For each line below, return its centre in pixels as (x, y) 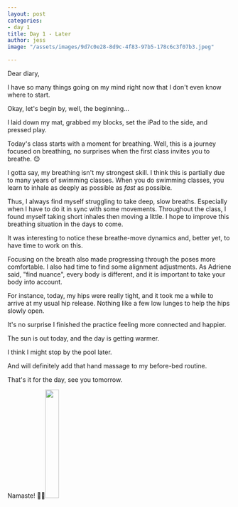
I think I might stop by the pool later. (60, 352)
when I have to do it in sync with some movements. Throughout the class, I (117, 209)
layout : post (27, 14)
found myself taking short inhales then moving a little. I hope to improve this (118, 217)
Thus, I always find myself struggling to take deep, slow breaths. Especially (117, 201)
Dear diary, (24, 73)
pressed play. (27, 130)
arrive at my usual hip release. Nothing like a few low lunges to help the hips (119, 303)
